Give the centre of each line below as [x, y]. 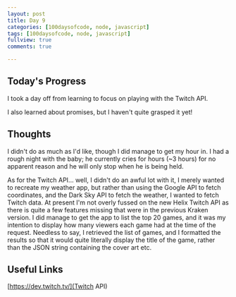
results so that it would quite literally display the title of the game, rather [111, 240]
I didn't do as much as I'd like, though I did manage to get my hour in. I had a [118, 151]
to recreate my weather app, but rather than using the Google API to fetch [114, 187]
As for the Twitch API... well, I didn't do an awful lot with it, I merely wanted [116, 180]
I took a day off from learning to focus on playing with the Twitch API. [108, 98]
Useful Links [35, 270]
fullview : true [30, 40]
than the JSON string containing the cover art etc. [80, 247]
